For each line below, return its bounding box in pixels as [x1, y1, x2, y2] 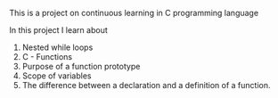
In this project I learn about [9, 25, 109, 35]
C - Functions [21, 52, 73, 61]
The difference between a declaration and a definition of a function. [21, 80, 271, 90]
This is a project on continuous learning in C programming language [9, 8, 259, 18]
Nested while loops [21, 42, 94, 53]
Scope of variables [21, 70, 92, 81]
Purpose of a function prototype [21, 61, 141, 71]
